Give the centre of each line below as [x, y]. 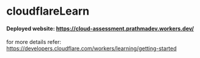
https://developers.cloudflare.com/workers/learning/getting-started [92, 49]
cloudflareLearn [48, 11]
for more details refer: [34, 42]
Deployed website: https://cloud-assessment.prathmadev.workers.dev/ [100, 28]
